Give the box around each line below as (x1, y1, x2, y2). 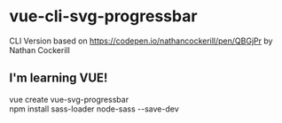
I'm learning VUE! (9, 71, 108, 86)
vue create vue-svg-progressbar (9, 94, 129, 104)
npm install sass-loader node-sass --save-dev (9, 104, 179, 114)
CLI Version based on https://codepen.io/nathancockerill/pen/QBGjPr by (9, 35, 273, 46)
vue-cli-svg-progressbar (9, 6, 198, 27)
